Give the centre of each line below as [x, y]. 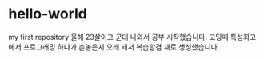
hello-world [48, 14]
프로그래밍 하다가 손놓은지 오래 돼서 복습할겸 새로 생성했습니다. [121, 47]
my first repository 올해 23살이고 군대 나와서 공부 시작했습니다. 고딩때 [119, 37]
